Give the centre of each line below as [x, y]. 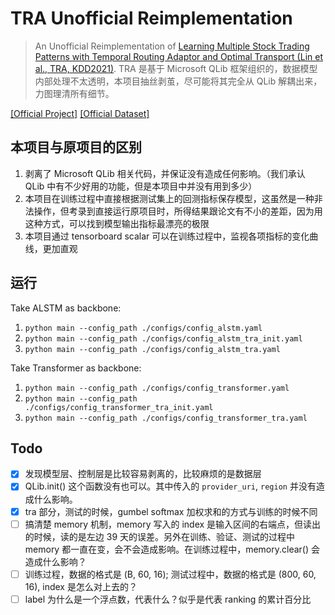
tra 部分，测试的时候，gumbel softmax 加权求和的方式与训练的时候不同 [171, 511]
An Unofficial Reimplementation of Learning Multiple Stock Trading [172, 46]
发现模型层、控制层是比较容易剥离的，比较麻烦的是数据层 [143, 474]
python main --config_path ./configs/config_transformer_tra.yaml [166, 418]
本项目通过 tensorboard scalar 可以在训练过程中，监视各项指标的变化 [167, 236]
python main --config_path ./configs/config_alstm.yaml [143, 328]
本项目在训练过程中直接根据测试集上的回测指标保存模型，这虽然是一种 [169, 198]
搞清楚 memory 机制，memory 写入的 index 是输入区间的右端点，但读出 [173, 524]
